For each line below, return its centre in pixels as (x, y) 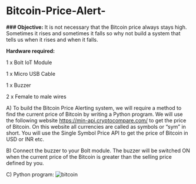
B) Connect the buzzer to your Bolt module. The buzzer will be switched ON (98, 150)
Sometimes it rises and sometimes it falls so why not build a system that (93, 33)
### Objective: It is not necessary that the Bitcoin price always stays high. (97, 27)
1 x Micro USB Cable (31, 73)
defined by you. (25, 163)
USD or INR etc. (25, 139)
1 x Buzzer (19, 85)
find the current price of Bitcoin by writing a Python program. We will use (94, 114)
